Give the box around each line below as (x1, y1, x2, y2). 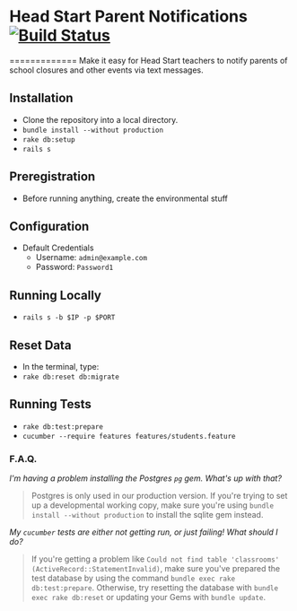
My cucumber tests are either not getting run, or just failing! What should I (9, 527, 278, 537)
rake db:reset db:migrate (22, 372, 119, 381)
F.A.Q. (9, 452, 38, 465)
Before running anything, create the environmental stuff (22, 193, 229, 204)
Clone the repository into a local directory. (22, 114, 179, 125)
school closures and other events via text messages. (9, 65, 204, 75)
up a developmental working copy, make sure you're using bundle (31, 500, 275, 511)
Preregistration (9, 169, 96, 185)
